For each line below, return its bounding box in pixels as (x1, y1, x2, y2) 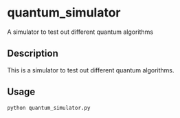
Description (7, 48, 58, 59)
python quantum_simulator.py (7, 104, 91, 111)
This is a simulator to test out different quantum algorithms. (7, 66, 175, 74)
